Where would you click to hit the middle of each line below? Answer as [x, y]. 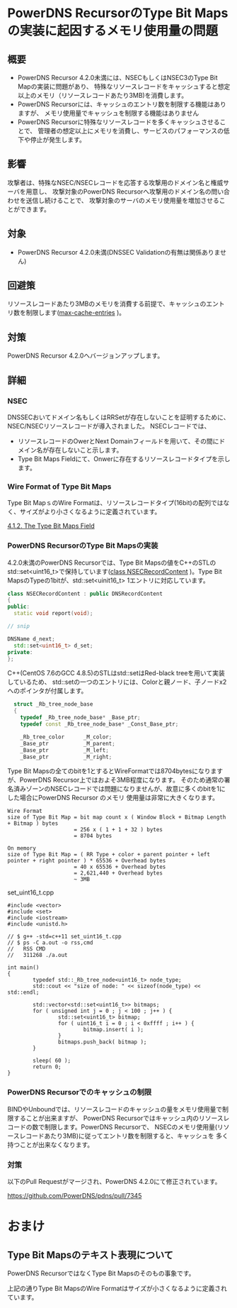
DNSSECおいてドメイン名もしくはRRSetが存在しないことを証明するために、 [118, 417]
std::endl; [23, 992]
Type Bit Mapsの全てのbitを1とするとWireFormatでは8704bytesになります [115, 771]
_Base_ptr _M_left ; [65, 750]
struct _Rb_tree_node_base [53, 704]
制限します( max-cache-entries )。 [76, 313]
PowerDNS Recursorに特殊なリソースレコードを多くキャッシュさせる [119, 122]
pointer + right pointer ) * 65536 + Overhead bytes [87, 861]
